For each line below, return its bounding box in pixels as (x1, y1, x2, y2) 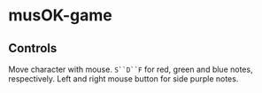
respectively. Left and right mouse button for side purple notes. (8, 74, 239, 84)
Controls (8, 41, 58, 56)
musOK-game (8, 5, 112, 26)
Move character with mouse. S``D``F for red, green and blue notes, (8, 64, 253, 74)
